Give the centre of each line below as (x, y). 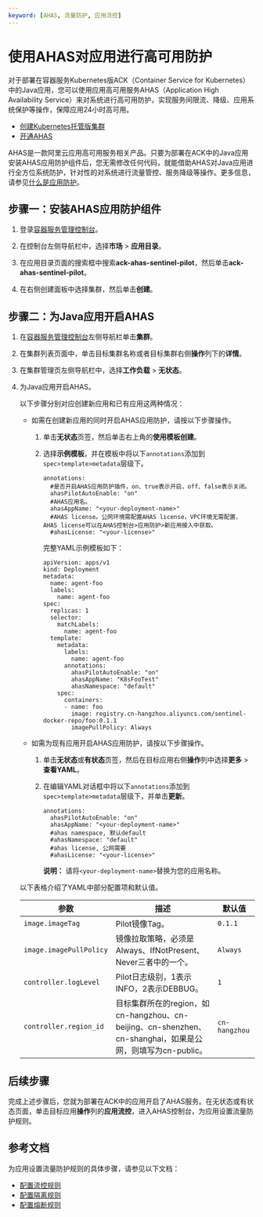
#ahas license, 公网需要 (88, 849)
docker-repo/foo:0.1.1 (80, 721)
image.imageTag (52, 924)
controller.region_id (63, 1027)
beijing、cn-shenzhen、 (161, 1027)
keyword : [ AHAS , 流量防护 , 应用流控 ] (65, 15)
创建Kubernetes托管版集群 (62, 126)
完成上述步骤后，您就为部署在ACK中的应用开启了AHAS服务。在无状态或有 (128, 1101)
